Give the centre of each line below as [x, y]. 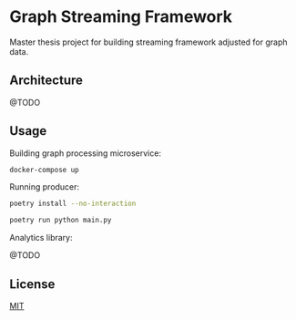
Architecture [46, 81]
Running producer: [45, 187]
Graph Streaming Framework [121, 17]
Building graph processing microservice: [86, 153]
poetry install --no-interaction [73, 204]
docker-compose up [44, 170]
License [32, 284]
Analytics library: [41, 238]
